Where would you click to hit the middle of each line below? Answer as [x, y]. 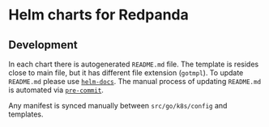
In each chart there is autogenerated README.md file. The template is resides [134, 64]
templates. [26, 114]
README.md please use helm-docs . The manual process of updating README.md [135, 81]
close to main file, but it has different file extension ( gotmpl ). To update [126, 73]
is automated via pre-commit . [56, 90]
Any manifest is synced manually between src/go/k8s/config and [118, 106]
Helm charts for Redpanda [98, 15]
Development [43, 45]
